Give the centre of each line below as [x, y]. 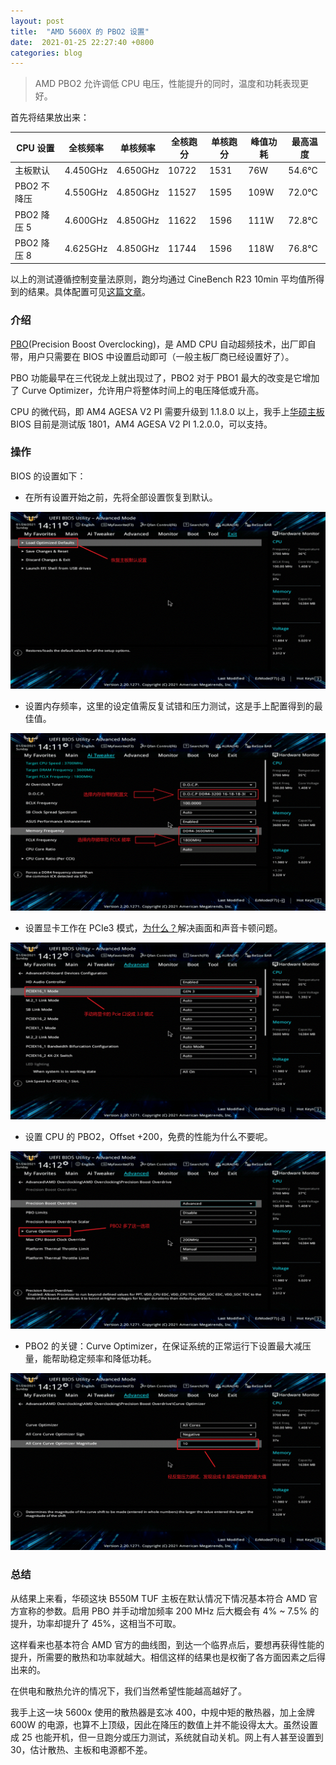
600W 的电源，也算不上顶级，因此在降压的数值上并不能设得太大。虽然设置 [164, 1724]
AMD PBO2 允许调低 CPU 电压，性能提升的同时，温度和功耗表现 [167, 84]
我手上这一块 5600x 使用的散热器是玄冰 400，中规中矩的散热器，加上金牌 [162, 1712]
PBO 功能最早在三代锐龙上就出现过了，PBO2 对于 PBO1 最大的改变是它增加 [165, 377]
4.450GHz [86, 170]
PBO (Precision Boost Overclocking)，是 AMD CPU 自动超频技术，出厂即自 [163, 344]
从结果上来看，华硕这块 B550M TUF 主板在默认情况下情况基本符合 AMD [158, 1598]
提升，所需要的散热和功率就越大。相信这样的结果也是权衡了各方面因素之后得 [168, 1657]
